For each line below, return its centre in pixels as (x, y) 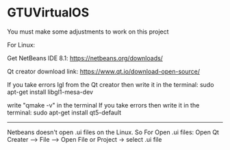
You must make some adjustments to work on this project (88, 32)
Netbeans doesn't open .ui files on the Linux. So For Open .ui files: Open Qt (113, 132)
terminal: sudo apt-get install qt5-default (64, 112)
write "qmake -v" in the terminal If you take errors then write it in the (103, 105)
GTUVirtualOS (48, 13)
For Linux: (21, 45)
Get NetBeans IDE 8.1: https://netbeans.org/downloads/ (85, 58)
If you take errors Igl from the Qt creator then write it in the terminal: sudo (111, 84)
